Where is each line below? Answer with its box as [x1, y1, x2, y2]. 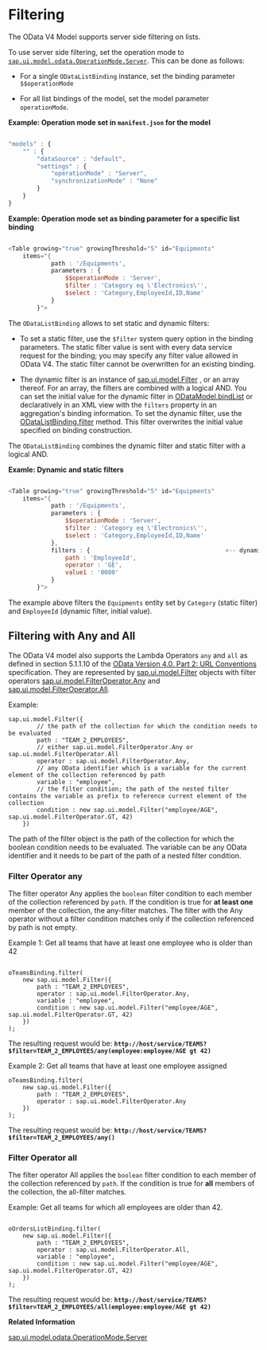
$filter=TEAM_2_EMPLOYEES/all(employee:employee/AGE [8, 1303, 187, 1312]
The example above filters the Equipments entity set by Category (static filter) [8, 598, 258, 607]
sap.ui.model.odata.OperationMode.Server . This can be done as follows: [8, 56, 245, 65]
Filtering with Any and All [8, 630, 136, 643]
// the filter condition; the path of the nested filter [37, 785, 229, 793]
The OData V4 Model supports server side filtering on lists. [8, 32, 201, 41]
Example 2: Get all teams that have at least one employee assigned [8, 1062, 228, 1071]
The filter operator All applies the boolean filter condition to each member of [8, 1170, 257, 1180]
